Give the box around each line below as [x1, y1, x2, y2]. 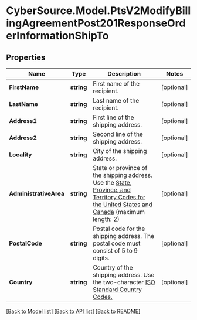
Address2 [9, 134, 37, 142]
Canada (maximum [93, 208, 145, 216]
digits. [93, 254, 110, 262]
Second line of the [93, 130, 144, 138]
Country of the [93, 264, 133, 271]
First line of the [93, 113, 134, 121]
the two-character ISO [93, 278, 155, 286]
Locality [9, 151, 32, 159]
